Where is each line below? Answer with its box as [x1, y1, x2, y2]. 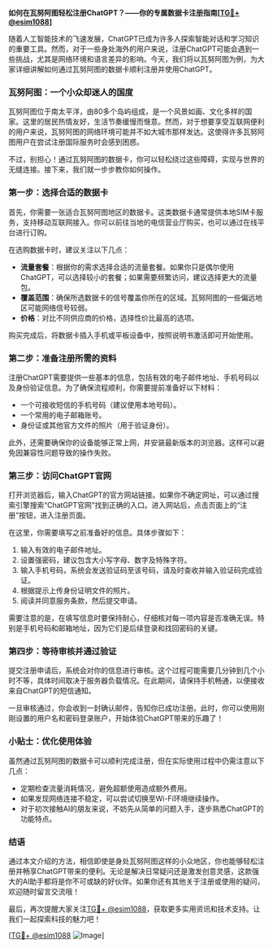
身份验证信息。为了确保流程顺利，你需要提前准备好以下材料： [15, 382, 222, 392]
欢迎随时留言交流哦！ [8, 887, 80, 897]
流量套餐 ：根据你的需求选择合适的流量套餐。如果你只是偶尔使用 [19, 262, 234, 272]
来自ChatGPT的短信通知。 [8, 686, 96, 696]
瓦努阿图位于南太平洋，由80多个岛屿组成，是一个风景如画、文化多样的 [8, 107, 245, 116]
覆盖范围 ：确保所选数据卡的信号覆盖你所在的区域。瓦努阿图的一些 [19, 292, 241, 302]
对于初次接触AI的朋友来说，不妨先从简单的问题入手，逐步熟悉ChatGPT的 [19, 803, 264, 813]
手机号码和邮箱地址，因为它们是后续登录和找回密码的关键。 [22, 623, 222, 633]
